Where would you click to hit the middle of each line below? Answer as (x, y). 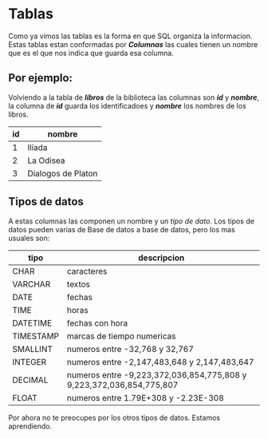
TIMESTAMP (36, 336)
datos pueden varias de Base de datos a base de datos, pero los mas (122, 229)
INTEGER (30, 362)
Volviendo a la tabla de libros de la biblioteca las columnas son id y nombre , (134, 97)
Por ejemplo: (41, 78)
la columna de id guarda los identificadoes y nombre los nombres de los (127, 105)
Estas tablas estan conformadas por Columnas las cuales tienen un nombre (133, 44)
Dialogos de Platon (63, 173)
